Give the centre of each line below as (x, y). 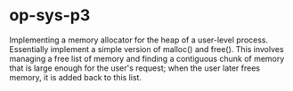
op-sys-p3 (50, 15)
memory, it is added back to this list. (76, 77)
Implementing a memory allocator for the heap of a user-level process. (139, 40)
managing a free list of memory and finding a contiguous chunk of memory (147, 58)
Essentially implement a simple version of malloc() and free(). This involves (146, 49)
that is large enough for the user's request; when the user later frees (135, 68)
